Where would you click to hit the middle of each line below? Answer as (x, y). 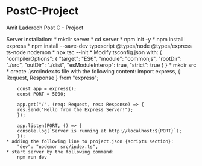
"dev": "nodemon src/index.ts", (58, 146)
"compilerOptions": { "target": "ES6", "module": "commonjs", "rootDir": (94, 58)
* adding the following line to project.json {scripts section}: (90, 141)
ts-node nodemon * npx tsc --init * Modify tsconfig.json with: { (84, 52)
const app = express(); (47, 88)
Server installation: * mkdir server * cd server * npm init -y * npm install (95, 39)
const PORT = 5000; (42, 94)
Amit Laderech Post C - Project (45, 28)
